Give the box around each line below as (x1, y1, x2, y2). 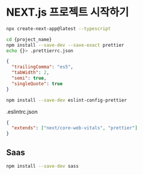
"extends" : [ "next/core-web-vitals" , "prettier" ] (11, 125, 138, 131)
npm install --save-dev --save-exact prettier (6, 42, 124, 48)
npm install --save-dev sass (6, 163, 79, 169)
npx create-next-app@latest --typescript (6, 25, 111, 32)
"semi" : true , (11, 76, 47, 82)
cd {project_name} (6, 37, 52, 43)
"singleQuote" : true (11, 80, 63, 87)
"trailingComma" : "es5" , (11, 64, 74, 70)
